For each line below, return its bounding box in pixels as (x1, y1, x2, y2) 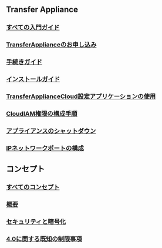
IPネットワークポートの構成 (6, 144, 84, 152)
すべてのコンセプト (6, 183, 60, 192)
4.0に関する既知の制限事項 (6, 234, 82, 243)
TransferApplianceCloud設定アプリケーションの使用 (6, 92, 156, 100)
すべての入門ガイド (6, 24, 60, 32)
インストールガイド (6, 75, 60, 83)
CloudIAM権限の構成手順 (6, 109, 77, 118)
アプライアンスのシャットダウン (6, 126, 96, 135)
